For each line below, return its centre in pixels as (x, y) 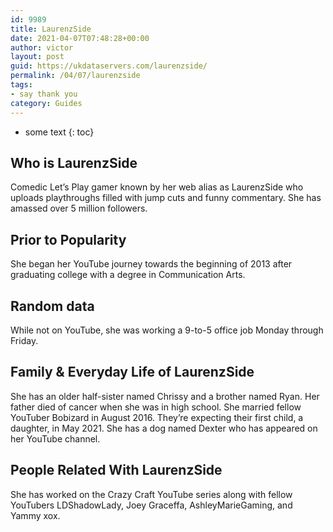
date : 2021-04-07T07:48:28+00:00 (80, 38)
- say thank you (44, 94)
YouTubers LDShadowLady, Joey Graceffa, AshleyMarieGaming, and (151, 505)
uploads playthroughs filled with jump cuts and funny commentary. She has (166, 198)
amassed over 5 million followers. (79, 208)
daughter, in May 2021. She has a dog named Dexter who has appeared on (164, 428)
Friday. (24, 340)
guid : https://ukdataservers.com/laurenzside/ (109, 66)
